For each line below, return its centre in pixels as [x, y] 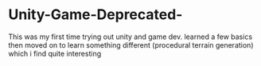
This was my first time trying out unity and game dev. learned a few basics [130, 37]
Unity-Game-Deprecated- [95, 15]
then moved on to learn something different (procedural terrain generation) [131, 45]
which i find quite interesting [55, 53]
